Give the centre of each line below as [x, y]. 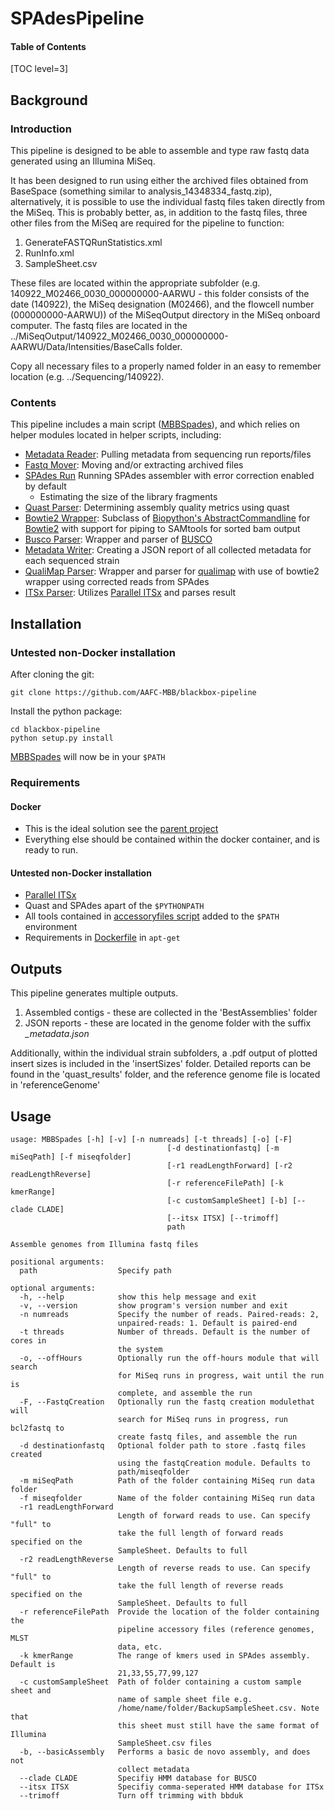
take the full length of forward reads [200, 1533]
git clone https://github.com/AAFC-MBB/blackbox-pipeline [133, 693]
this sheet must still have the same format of [218, 1726]
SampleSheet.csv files [165, 1743]
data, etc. [140, 1647]
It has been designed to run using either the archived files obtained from [159, 181]
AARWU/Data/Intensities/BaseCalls [82, 347]
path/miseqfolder [153, 1472]
